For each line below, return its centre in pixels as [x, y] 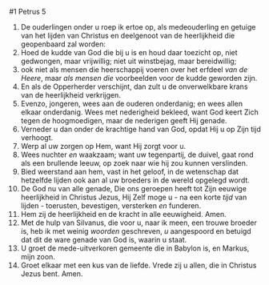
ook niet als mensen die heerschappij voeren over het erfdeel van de [134, 70]
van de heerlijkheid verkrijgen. [70, 95]
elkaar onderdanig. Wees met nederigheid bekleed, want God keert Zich [139, 112]
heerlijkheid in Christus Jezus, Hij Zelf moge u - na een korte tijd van [134, 197]
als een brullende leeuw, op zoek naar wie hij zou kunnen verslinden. [134, 163]
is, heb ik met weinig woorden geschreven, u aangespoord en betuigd [136, 231]
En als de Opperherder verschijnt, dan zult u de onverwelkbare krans [134, 86]
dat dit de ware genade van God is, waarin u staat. [104, 240]
